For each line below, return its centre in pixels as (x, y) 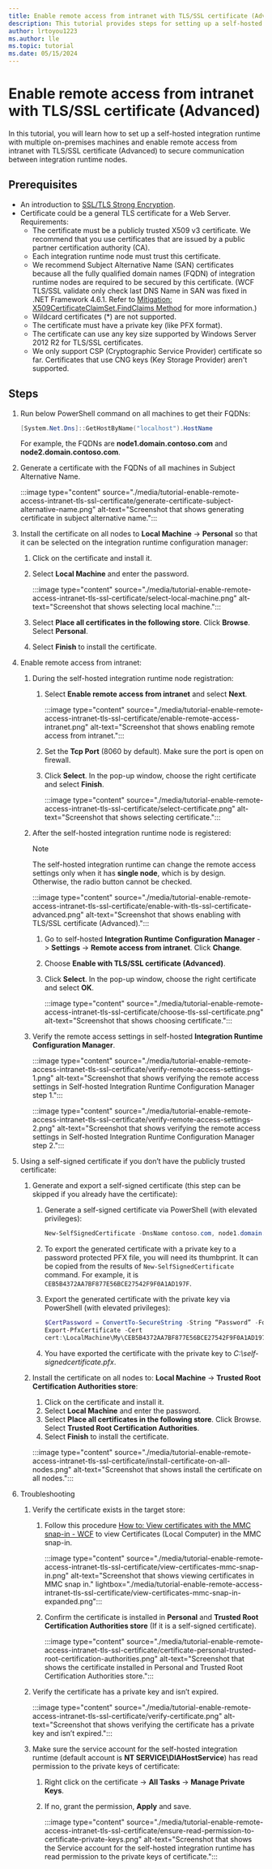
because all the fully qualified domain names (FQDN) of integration (143, 273)
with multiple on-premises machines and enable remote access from (123, 142)
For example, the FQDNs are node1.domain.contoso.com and (124, 444)
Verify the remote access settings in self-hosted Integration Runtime (147, 1036)
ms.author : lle (34, 39)
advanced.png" (58, 915)
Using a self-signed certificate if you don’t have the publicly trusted (132, 1161)
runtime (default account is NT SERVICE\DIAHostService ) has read (145, 1757)
